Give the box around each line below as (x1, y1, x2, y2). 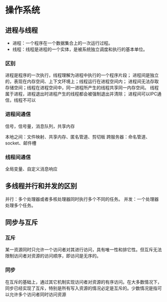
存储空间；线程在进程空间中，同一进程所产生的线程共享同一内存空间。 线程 (5, 85, 159, 91)
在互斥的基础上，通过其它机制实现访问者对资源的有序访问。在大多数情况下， (5, 279, 162, 285)
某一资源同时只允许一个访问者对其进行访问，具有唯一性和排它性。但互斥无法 (5, 247, 162, 253)
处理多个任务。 (5, 202, 36, 208)
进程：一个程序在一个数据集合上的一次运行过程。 (12, 40, 113, 46)
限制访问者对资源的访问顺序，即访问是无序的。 (5, 253, 101, 259)
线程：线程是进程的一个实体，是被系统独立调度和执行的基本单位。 (12, 46, 148, 52)
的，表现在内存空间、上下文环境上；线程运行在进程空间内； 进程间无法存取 (5, 78, 159, 85)
